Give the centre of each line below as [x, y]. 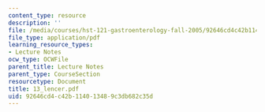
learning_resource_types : [50, 45]
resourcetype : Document [47, 81]
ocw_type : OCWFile [38, 60]
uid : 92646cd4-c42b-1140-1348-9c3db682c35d [81, 96]
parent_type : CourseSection [54, 74]
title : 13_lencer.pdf [44, 89]
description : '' [35, 23]
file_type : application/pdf [54, 37]
